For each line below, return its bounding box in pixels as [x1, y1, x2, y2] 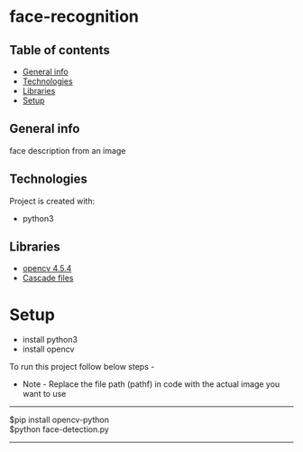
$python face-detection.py [9, 424, 110, 435]
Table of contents [9, 42, 110, 58]
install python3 [22, 334, 78, 345]
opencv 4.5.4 [22, 263, 72, 274]
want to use [22, 389, 67, 400]
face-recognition [9, 6, 140, 27]
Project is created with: [9, 195, 96, 206]
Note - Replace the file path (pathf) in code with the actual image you [22, 379, 280, 390]
